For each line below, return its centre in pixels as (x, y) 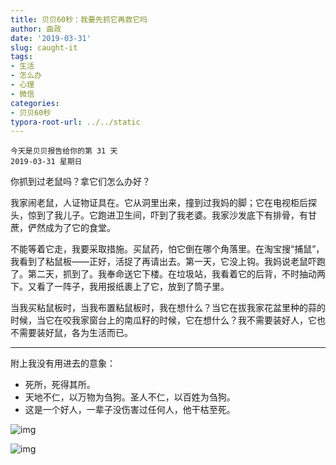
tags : (21, 57)
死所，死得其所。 (60, 385)
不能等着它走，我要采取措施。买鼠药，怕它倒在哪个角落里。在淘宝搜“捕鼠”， (167, 249)
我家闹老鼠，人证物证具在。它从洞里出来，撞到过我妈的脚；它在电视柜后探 (163, 203)
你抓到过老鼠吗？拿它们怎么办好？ (80, 182)
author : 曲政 (36, 29)
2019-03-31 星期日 (46, 162)
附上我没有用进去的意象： (63, 363)
